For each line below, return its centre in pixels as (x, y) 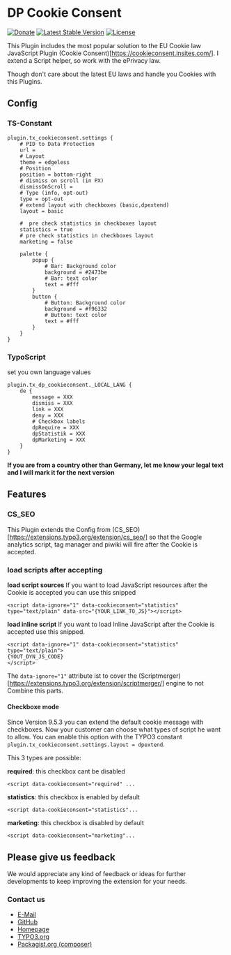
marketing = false (46, 242)
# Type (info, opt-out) (54, 193)
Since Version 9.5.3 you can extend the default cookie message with (105, 722)
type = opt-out (42, 199)
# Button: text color (76, 315)
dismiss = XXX (53, 403)
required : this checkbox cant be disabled (66, 771)
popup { (43, 260)
